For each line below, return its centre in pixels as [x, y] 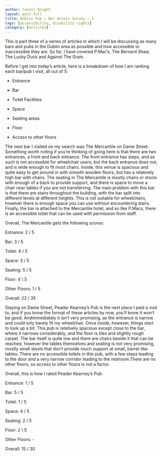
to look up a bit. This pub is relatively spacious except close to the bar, [75, 328]
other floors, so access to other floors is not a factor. [58, 364]
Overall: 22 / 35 [21, 298]
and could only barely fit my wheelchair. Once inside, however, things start [79, 323]
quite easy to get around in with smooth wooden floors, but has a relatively [80, 172]
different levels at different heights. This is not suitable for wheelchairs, [76, 198]
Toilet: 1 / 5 [16, 402]
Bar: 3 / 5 [14, 242]
